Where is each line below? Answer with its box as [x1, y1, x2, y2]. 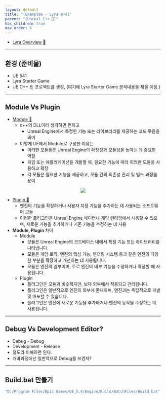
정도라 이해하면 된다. [12, 349, 52, 355]
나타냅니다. [27, 245, 48, 251]
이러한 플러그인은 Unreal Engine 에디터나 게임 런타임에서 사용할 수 [19, 215, 149, 221]
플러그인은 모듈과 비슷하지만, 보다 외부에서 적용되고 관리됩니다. [27, 281, 149, 287]
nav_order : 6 [5, 26, 32, 31]
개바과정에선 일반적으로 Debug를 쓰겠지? [12, 355, 92, 361]
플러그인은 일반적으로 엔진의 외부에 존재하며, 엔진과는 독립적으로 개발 [27, 287, 161, 293]
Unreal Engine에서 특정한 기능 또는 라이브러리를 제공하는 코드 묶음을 [27, 128, 160, 134]
